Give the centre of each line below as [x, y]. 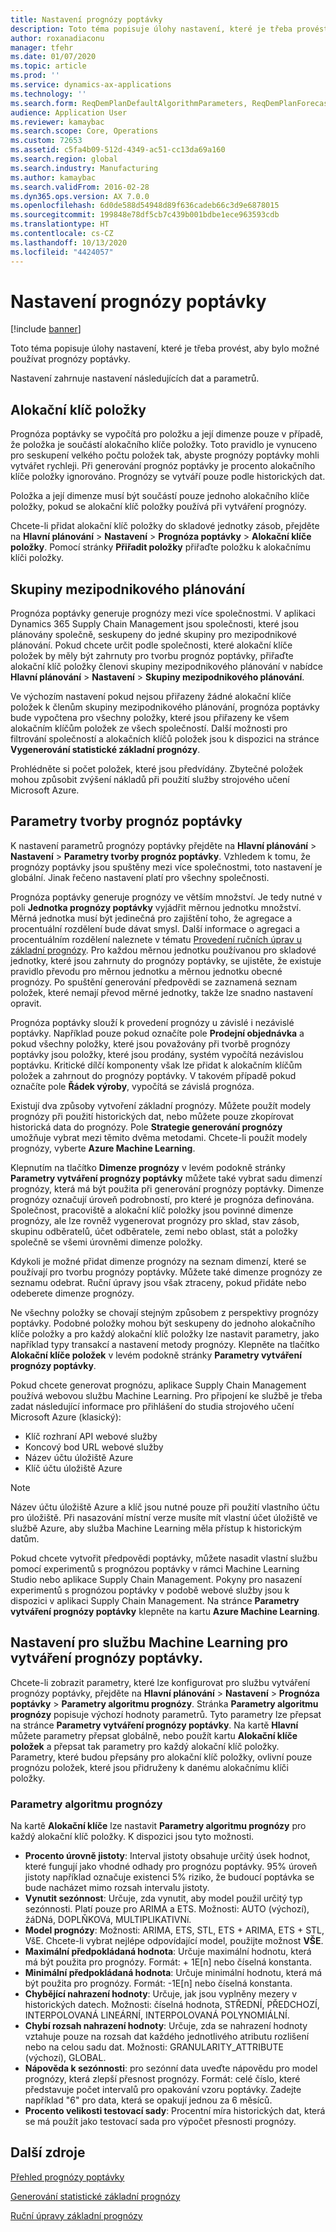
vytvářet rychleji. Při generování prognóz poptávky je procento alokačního [163, 466]
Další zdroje [48, 2152]
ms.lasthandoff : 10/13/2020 [69, 242]
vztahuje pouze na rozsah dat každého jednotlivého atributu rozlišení [167, 2036]
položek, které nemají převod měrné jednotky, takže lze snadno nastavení [161, 992]
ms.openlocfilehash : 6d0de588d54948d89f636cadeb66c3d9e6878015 [145, 206]
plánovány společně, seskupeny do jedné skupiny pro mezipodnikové [153, 635]
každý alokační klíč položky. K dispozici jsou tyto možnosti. [132, 1836]
